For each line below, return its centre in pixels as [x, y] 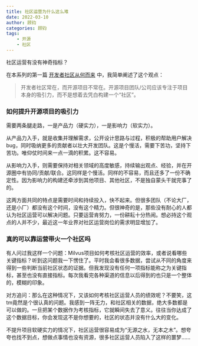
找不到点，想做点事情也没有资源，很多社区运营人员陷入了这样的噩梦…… [103, 337]
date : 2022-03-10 [27, 17]
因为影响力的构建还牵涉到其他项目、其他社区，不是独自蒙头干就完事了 [107, 180]
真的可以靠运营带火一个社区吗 [49, 239]
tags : [13, 34]
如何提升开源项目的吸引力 [42, 111]
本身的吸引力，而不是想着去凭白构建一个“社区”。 [80, 95]
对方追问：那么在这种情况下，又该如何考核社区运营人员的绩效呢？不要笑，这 [99, 295]
